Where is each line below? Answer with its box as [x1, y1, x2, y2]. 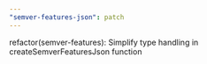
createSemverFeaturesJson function [9, 46, 142, 57]
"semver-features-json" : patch [9, 12, 125, 22]
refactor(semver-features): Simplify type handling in [9, 37, 199, 47]
